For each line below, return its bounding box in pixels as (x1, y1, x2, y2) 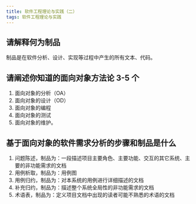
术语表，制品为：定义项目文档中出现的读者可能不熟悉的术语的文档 (14, 191, 175, 198)
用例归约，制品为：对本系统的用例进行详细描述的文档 (14, 176, 144, 183)
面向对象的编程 (14, 104, 51, 112)
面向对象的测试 (14, 112, 51, 119)
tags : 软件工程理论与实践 (6, 14, 62, 20)
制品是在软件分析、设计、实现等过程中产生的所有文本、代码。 (6, 54, 156, 61)
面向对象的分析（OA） (14, 89, 69, 97)
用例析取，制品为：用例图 (14, 169, 77, 176)
